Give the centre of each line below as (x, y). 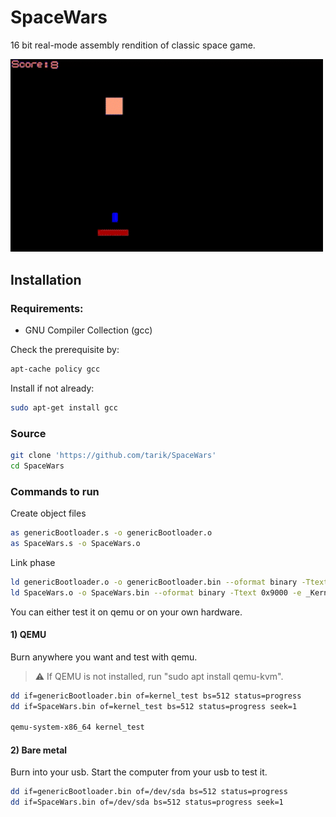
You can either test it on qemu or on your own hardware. (126, 612)
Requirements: (47, 308)
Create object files (48, 513)
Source (28, 433)
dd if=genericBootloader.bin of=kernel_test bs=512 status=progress (156, 696)
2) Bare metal (39, 750)
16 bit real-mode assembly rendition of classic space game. (133, 45)
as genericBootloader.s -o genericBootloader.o (111, 533)
